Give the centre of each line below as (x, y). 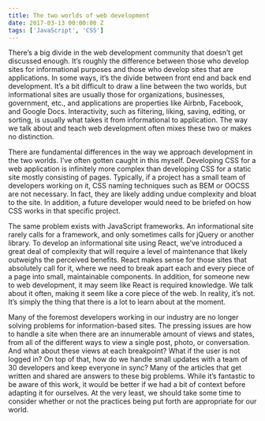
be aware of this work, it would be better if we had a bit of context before (127, 385)
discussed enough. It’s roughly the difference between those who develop (129, 61)
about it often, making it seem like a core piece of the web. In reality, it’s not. (132, 294)
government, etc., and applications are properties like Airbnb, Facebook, (126, 103)
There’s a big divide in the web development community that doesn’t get (125, 53)
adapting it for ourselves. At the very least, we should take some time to (125, 393)
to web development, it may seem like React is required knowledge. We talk (131, 285)
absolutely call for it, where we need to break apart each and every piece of (131, 268)
